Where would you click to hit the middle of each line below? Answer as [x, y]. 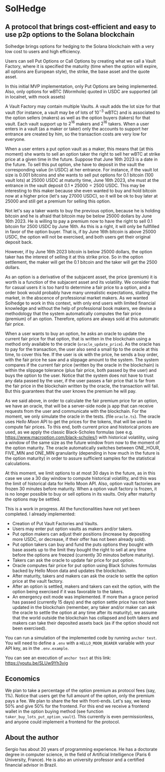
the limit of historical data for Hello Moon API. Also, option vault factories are [83, 484]
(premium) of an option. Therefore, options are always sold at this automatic [82, 319]
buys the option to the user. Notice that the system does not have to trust [79, 375]
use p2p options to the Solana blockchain [70, 34]
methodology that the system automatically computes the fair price [73, 314]
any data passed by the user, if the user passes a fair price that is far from [80, 381]
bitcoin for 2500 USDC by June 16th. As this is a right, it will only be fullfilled [82, 227]
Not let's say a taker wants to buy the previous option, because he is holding [83, 211]
